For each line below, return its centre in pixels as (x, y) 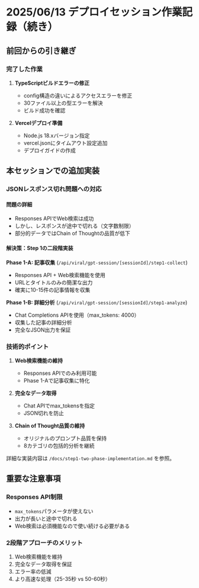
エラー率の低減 (33, 571)
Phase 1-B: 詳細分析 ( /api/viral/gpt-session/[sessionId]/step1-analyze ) (97, 302)
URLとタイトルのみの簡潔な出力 (54, 282)
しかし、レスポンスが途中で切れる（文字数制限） (74, 226)
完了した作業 (25, 69)
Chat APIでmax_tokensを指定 (59, 406)
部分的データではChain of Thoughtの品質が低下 (72, 233)
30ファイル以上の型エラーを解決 (63, 103)
